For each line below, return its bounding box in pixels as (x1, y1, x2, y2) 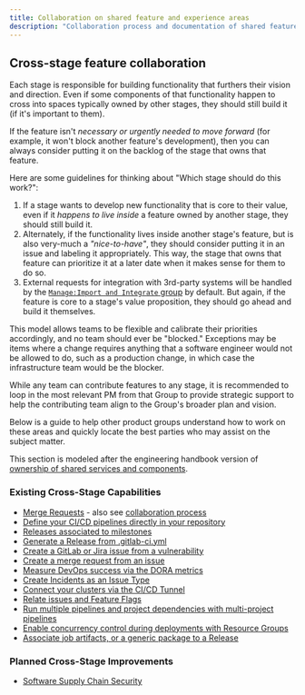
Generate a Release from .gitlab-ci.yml (22, 535, 167, 546)
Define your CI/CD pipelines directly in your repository (22, 516, 226, 527)
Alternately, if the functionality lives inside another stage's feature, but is (22, 229, 294, 240)
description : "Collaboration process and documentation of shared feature (9, 22, 299, 31)
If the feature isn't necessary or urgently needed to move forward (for (9, 126, 271, 137)
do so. (22, 267, 47, 278)
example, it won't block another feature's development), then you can (9, 135, 270, 146)
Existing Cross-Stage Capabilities (9, 486, 162, 499)
